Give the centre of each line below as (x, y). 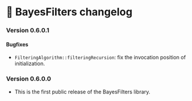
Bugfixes (17, 44)
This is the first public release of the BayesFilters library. (82, 92)
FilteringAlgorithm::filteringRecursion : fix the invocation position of (100, 58)
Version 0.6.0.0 (29, 79)
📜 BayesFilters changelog (69, 12)
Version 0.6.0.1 (28, 31)
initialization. (30, 63)
